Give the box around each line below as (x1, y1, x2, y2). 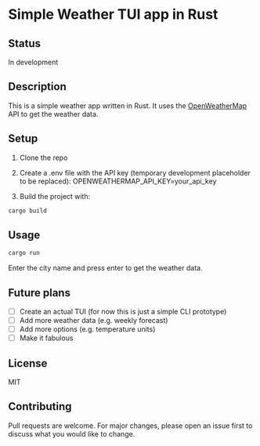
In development (8, 57, 59, 67)
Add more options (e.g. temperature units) (19, 325, 156, 334)
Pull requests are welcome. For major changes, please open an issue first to (8, 421, 253, 430)
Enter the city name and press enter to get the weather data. (8, 263, 203, 273)
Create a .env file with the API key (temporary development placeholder (19, 168, 251, 177)
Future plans (8, 286, 70, 299)
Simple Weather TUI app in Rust (8, 5, 218, 24)
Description (8, 80, 67, 93)
